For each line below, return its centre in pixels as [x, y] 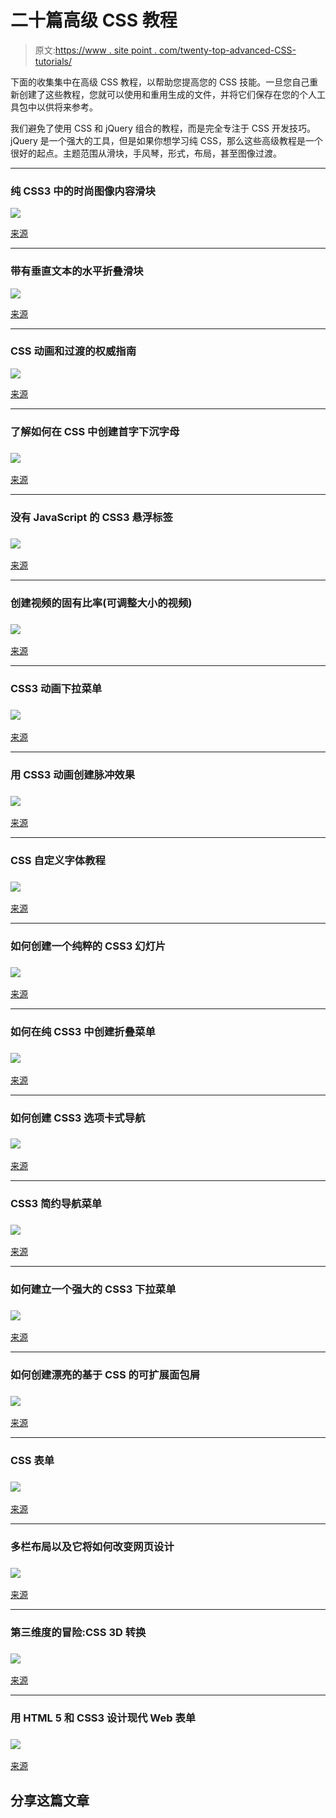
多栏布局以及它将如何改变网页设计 [92, 1546]
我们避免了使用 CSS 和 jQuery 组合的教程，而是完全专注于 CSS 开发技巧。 [163, 128]
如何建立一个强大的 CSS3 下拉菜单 [93, 1289]
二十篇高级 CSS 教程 [94, 20]
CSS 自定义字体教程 [58, 860]
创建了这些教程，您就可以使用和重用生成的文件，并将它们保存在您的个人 [167, 94]
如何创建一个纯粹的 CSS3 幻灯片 [88, 946]
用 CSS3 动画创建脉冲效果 [73, 774]
